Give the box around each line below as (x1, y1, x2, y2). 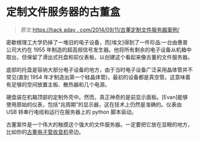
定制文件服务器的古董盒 (6, 5, 121, 19)
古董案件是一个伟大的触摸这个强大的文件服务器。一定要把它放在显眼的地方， (6, 121, 193, 128)
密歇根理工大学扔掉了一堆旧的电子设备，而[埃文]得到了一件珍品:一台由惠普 (6, 39, 188, 46)
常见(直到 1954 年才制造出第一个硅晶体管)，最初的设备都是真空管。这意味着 (6, 73, 191, 81)
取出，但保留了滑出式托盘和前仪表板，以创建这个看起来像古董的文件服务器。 (6, 53, 193, 60)
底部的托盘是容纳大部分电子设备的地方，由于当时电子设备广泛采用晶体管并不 (6, 66, 193, 73)
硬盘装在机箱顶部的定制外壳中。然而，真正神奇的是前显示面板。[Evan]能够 (6, 93, 188, 101)
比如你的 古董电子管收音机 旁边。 (6, 128, 84, 135)
